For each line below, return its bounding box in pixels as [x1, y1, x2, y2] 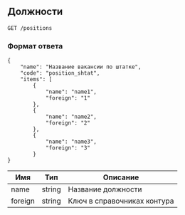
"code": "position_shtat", [20, 70, 100, 77]
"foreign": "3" [45, 145, 91, 152]
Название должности [68, 184, 142, 194]
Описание [102, 172, 139, 182]
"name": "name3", [45, 138, 97, 145]
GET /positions [7, 24, 53, 31]
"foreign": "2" [45, 120, 91, 127]
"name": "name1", [45, 88, 97, 95]
